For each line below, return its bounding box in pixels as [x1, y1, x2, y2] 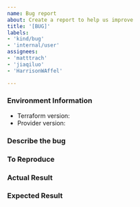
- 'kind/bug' [7, 36, 45, 42]
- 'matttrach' [7, 55, 48, 62]
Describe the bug [7, 136, 67, 145]
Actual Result [7, 173, 53, 182]
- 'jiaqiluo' [7, 61, 45, 68]
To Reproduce [7, 154, 55, 164]
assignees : [7, 49, 38, 56]
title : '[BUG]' [7, 23, 51, 29]
